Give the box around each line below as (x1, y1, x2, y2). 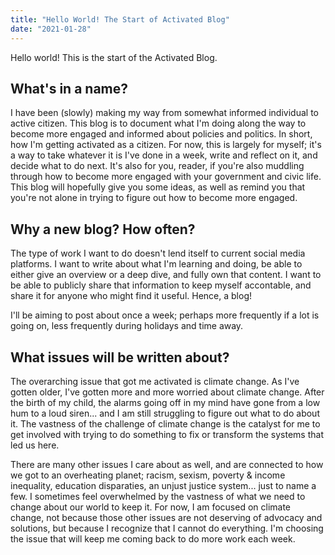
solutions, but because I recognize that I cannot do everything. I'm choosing (10, 522, 324, 534)
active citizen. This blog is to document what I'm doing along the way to (10, 117, 307, 130)
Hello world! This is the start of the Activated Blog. (10, 51, 218, 63)
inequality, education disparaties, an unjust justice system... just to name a (10, 479, 317, 491)
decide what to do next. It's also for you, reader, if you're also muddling (10, 160, 305, 172)
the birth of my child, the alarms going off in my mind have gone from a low (10, 396, 321, 408)
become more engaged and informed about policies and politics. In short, (10, 128, 313, 140)
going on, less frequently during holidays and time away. (10, 320, 244, 332)
